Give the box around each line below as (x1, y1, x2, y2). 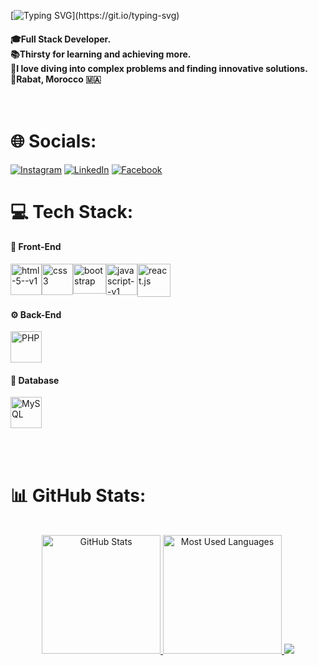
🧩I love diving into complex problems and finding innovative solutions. (10, 62, 308, 74)
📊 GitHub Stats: (10, 484, 147, 507)
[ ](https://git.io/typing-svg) (10, 10, 180, 21)
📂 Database (10, 374, 60, 386)
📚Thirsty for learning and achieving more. (10, 48, 192, 60)
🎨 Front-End (10, 241, 62, 253)
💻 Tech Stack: (10, 200, 134, 223)
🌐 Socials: (10, 130, 97, 152)
